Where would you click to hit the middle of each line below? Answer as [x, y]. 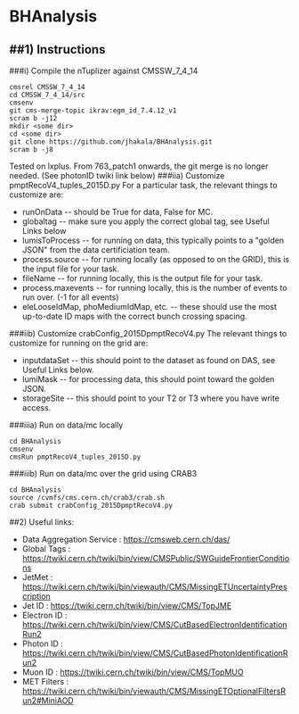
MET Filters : [45, 681]
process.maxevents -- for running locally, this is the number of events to [154, 288]
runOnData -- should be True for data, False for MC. [117, 212]
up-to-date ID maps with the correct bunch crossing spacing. [134, 316]
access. [36, 407]
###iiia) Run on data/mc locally [66, 425]
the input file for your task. [71, 269]
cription [36, 596]
